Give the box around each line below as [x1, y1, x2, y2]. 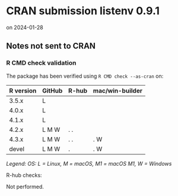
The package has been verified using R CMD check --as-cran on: [6, 72, 164, 80]
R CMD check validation [6, 59, 77, 67]
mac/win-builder [93, 86, 142, 94]
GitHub [42, 86, 63, 94]
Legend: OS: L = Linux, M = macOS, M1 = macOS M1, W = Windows [6, 160, 172, 167]
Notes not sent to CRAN [6, 41, 96, 51]
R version [9, 86, 37, 94]
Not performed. [6, 183, 44, 190]
